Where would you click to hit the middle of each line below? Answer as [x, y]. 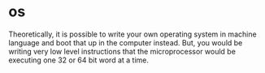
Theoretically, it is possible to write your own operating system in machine [133, 34]
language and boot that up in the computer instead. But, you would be [126, 42]
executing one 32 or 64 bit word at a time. [78, 60]
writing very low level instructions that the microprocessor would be [122, 51]
